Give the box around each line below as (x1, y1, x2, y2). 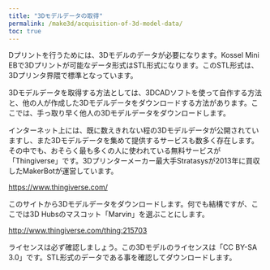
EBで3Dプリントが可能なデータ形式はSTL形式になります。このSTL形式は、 (8, 60, 259, 70)
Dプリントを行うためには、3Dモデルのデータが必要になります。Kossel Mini (8, 50, 259, 60)
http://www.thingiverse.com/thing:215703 (8, 225, 148, 236)
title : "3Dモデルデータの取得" (8, 11, 103, 20)
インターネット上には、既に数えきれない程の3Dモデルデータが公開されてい (8, 125, 259, 135)
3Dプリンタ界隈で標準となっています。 (8, 71, 138, 81)
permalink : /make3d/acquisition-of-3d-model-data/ (8, 20, 183, 28)
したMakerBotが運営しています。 (8, 166, 118, 176)
